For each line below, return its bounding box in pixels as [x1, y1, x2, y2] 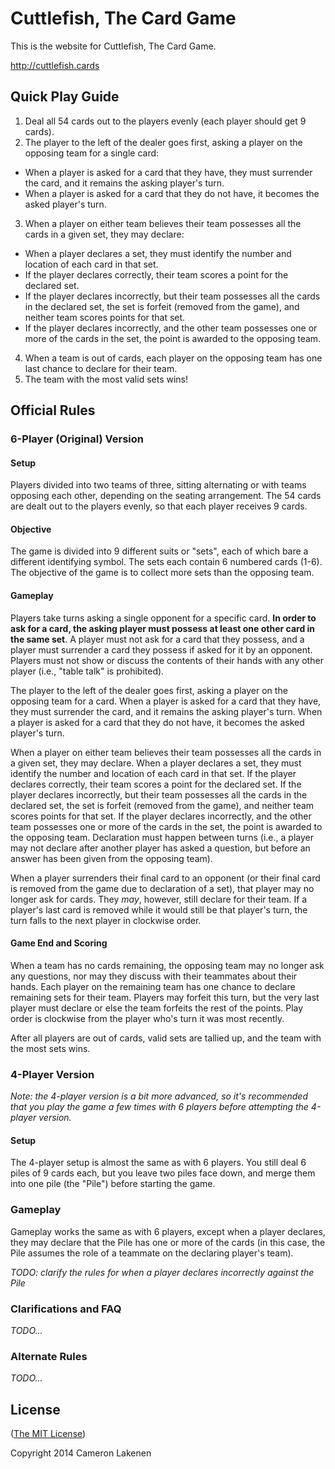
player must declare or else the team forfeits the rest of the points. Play [10, 1002, 304, 1014]
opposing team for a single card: [24, 147, 160, 159]
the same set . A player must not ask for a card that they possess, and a [10, 633, 305, 645]
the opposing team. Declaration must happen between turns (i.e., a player [10, 831, 314, 843]
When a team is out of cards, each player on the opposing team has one [24, 352, 323, 364]
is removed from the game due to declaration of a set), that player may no [10, 882, 315, 894]
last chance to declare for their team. [24, 362, 178, 374]
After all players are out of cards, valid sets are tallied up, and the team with [10, 1032, 322, 1044]
